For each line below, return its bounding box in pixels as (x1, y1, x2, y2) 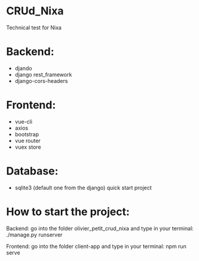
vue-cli (14, 118, 33, 125)
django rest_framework (14, 70, 72, 78)
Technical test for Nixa (6, 24, 62, 31)
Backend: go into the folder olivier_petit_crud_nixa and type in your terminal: (6, 225, 194, 232)
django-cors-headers (14, 77, 68, 84)
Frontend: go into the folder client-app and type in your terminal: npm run (6, 242, 186, 250)
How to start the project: (6, 205, 130, 219)
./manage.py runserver (6, 231, 63, 238)
